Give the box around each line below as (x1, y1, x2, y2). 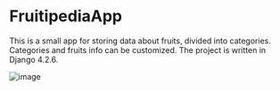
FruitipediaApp (9, 6, 123, 27)
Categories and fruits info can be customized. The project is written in (9, 44, 267, 55)
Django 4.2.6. (9, 54, 59, 64)
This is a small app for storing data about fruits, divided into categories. (9, 35, 272, 46)
